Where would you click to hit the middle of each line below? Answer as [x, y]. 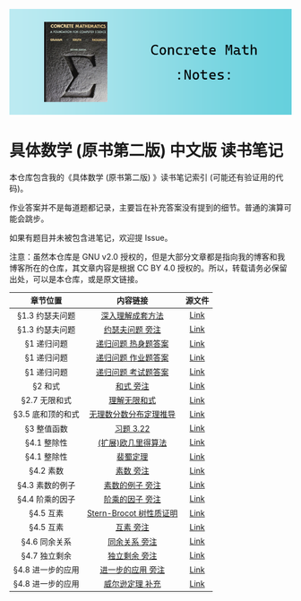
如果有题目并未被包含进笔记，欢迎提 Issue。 [91, 237]
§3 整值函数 [47, 428]
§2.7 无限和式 [46, 400]
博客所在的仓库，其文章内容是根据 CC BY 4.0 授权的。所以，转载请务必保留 [148, 268]
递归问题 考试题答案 [132, 372]
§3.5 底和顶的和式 [46, 414]
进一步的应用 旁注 [133, 570]
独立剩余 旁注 [132, 555]
